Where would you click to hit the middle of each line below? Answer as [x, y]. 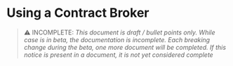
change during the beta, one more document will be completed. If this [125, 47]
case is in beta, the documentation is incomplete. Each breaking [117, 39]
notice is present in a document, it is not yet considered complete [118, 55]
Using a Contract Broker [78, 13]
